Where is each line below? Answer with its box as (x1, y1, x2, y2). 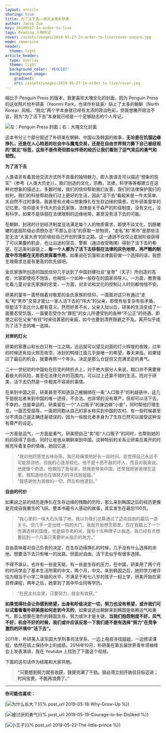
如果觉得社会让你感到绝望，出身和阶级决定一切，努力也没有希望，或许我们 (5, 601, 157, 607)
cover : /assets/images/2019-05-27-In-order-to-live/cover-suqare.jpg (5, 35, 152, 40)
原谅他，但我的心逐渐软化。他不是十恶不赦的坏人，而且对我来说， (26, 460, 161, 465)
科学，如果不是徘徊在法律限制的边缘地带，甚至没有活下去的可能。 (9, 211, 144, 217)
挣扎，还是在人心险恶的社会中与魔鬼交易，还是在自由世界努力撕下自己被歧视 (5, 140, 161, 146)
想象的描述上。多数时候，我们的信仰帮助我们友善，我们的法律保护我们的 (13, 186, 161, 192)
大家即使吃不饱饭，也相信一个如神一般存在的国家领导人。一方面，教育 (13, 275, 157, 281)
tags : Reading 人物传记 (5, 30, 51, 35)
